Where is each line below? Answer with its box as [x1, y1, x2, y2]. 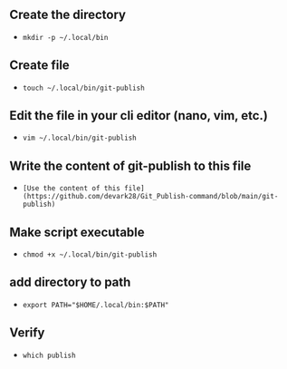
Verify [9, 325, 45, 341]
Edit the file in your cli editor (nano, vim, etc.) [9, 108, 269, 123]
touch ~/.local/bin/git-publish [22, 83, 145, 92]
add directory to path [9, 275, 131, 290]
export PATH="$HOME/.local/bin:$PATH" [22, 300, 169, 309]
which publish [22, 351, 76, 360]
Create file [9, 58, 70, 73]
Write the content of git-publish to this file [9, 158, 252, 173]
